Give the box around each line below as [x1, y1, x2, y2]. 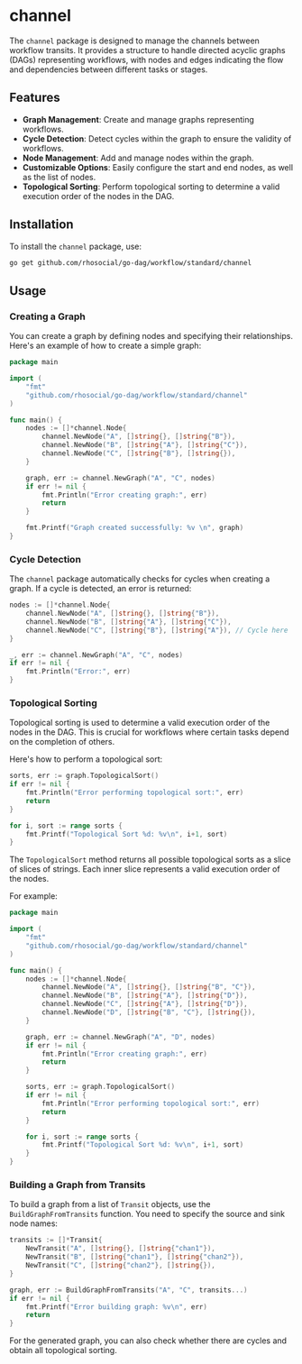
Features [9, 90, 60, 105]
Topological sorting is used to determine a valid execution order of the [9, 718, 270, 728]
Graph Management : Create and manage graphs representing [22, 114, 255, 124]
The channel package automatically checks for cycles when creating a [9, 573, 270, 584]
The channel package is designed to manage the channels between [9, 35, 260, 46]
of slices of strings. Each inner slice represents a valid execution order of [9, 864, 281, 874]
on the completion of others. [9, 737, 115, 747]
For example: [9, 891, 59, 902]
